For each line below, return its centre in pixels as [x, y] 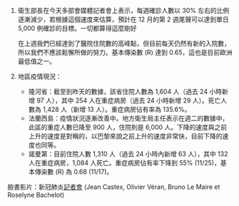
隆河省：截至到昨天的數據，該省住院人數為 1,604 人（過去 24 [118, 92]
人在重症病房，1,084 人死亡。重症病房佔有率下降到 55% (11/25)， [124, 163]
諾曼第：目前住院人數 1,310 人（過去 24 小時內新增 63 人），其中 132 [128, 154]
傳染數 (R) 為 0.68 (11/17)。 [74, 172]
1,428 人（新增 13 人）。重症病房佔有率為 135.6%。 [117, 109]
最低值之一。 [36, 61]
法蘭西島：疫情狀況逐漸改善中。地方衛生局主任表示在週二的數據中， [128, 118]
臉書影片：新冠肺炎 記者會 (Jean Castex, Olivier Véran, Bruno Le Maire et [114, 187]
